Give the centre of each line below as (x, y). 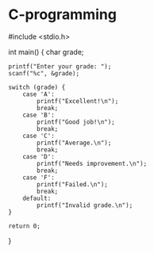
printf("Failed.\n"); (73, 184)
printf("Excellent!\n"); (78, 101)
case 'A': (39, 94)
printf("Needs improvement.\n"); (92, 163)
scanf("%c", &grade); (44, 73)
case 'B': (39, 115)
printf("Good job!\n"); (76, 122)
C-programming (63, 15)
